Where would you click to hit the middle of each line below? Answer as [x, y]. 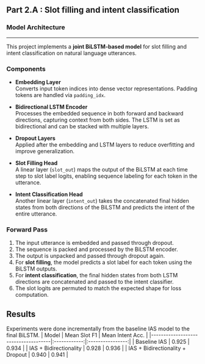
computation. [32, 295]
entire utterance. [36, 214]
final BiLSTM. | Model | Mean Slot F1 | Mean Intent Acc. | [77, 335]
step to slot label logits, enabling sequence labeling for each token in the [106, 176]
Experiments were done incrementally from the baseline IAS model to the [98, 329]
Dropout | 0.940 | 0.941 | [37, 355]
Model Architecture [36, 27]
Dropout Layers [35, 138]
